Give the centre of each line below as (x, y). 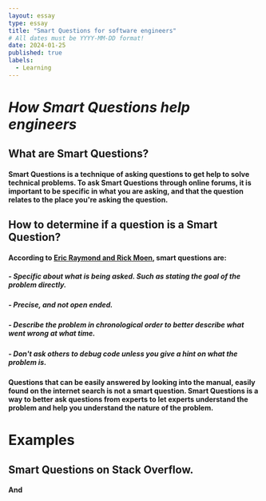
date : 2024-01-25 (37, 46)
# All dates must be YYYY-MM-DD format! (77, 38)
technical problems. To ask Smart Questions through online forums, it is (130, 182)
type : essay (28, 23)
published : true (35, 53)
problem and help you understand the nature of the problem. (111, 408)
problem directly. (37, 284)
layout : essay (32, 16)
